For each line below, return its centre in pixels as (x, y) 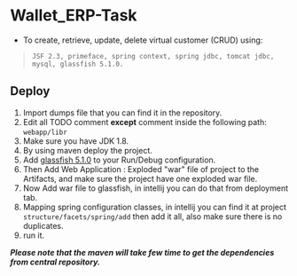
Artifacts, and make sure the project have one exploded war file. (140, 178)
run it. (34, 235)
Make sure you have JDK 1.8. (76, 141)
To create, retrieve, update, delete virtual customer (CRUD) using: (143, 40)
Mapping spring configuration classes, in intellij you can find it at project (155, 207)
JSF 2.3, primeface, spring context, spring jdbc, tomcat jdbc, (153, 56)
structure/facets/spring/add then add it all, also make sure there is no (152, 216)
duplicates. (43, 225)
